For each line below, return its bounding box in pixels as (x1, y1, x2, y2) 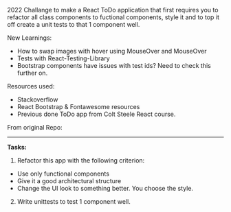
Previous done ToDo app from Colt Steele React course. (16, 110, 176, 118)
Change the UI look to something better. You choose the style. (16, 185, 194, 192)
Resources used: (7, 82, 55, 90)
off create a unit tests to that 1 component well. (7, 21, 140, 28)
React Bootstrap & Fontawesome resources (16, 103, 140, 110)
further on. (16, 69, 48, 77)
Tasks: (7, 143, 27, 151)
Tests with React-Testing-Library (16, 54, 110, 62)
